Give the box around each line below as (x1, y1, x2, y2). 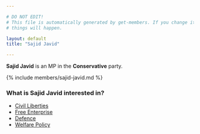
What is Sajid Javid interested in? (6, 89, 105, 97)
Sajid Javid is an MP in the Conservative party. (6, 63, 123, 70)
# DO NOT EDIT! (6, 14, 44, 20)
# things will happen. (6, 25, 62, 31)
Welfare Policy (14, 121, 51, 128)
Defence (14, 115, 36, 122)
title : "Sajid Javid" (6, 41, 60, 47)
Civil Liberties (14, 102, 49, 110)
